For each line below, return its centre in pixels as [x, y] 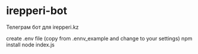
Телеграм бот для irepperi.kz [42, 27]
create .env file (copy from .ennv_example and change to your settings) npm [99, 38]
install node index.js [31, 45]
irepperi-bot [37, 11]
